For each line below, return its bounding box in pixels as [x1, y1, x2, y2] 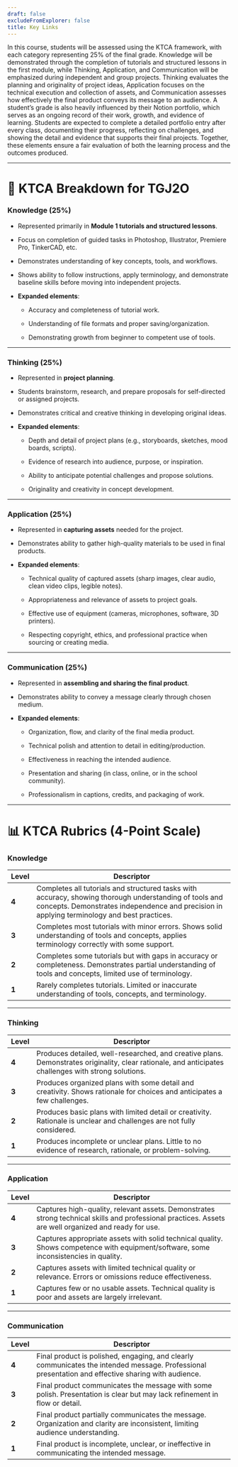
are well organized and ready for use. [36, 1222, 161, 1232]
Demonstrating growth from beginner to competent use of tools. [28, 333, 216, 342]
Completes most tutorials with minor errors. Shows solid [36, 922, 223, 932]
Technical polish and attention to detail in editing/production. [28, 741, 205, 750]
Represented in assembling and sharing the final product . [17, 679, 190, 687]
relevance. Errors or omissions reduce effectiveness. [36, 1272, 212, 1282]
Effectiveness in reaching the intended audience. [28, 755, 171, 763]
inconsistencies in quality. [36, 1251, 123, 1261]
